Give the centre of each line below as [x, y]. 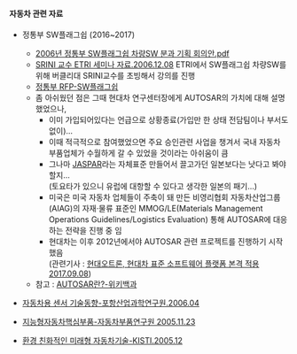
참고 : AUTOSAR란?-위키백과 [86, 284]
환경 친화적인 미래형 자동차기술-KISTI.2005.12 [102, 341]
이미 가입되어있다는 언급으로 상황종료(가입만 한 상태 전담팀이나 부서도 [168, 120]
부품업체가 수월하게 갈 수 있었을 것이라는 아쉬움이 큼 [138, 153]
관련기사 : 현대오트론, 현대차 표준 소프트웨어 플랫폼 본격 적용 [156, 264]
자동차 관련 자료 [36, 13]
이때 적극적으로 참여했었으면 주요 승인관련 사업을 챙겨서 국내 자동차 [164, 142]
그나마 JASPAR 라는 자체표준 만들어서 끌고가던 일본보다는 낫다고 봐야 [167, 165]
